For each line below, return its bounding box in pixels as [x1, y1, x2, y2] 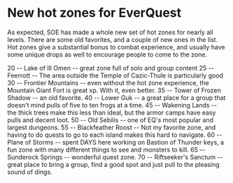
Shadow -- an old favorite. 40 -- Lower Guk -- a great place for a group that [7, 93, 226, 102]
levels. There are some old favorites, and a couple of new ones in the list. [7, 35, 218, 43]
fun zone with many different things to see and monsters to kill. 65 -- [7, 145, 206, 154]
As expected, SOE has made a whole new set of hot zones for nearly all [7, 28, 213, 36]
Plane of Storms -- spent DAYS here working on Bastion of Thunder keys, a [7, 138, 225, 146]
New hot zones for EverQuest [7, 5, 182, 21]
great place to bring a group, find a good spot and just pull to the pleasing [7, 160, 220, 168]
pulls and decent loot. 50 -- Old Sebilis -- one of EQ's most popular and [7, 115, 214, 124]
